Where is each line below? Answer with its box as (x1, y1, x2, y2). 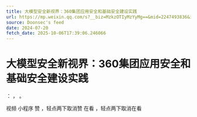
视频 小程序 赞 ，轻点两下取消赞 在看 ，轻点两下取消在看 (6, 105, 142, 112)
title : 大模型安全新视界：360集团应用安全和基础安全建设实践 (6, 8, 137, 15)
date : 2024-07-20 (6, 25, 49, 31)
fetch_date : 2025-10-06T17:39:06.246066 (6, 30, 107, 36)
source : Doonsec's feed (6, 19, 64, 25)
